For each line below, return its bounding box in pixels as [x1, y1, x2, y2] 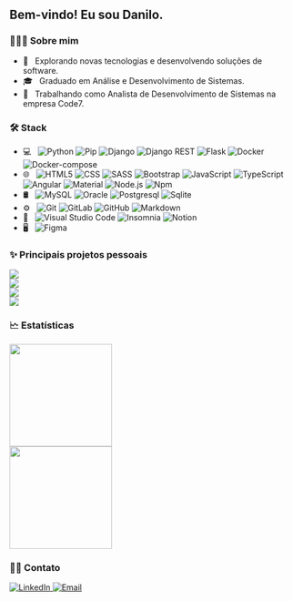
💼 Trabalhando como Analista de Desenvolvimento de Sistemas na [22, 88, 277, 99]
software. [22, 65, 59, 76]
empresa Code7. [22, 97, 85, 108]
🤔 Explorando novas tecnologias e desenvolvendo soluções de [22, 55, 263, 66]
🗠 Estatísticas [9, 319, 75, 331]
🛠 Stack [9, 121, 47, 134]
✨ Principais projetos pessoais [9, 248, 148, 260]
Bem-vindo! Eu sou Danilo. [9, 7, 164, 23]
